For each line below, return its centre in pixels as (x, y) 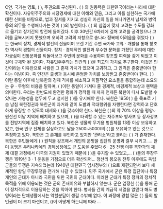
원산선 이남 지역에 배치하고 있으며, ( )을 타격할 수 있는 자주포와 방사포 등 (73, 116)
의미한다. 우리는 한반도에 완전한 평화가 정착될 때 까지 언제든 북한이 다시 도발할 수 (81, 92)
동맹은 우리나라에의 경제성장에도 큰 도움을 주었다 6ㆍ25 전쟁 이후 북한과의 (80, 147)
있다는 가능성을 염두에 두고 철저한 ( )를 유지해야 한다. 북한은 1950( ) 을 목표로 (78, 98)
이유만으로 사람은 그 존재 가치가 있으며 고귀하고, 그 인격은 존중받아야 (86, 68)
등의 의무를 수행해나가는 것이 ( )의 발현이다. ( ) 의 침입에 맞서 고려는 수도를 (75, 25)
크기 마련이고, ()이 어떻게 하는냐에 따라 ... (62, 201)
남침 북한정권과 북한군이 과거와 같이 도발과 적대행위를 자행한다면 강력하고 (79, 104)
